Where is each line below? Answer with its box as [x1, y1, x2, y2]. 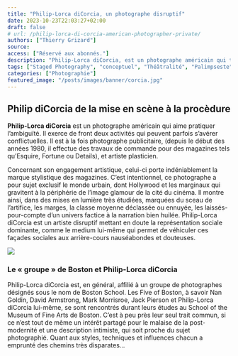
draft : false [7, 23, 46, 31]
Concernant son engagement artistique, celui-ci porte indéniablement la [7, 166, 218, 174]
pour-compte [7, 211, 46, 220]
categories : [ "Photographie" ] [7, 70, 97, 77]
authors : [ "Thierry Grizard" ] [7, 37, 97, 44]
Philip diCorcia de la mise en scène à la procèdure [7, 102, 231, 114]
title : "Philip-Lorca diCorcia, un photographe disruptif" [7, 10, 186, 18]
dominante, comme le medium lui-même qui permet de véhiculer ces [7, 226, 209, 234]
